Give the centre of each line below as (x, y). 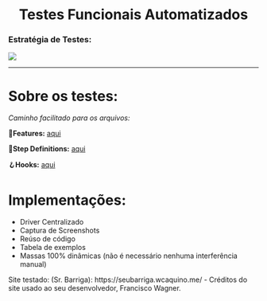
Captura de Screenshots (60, 231)
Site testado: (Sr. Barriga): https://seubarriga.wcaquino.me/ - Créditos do (128, 279)
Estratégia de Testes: (50, 40)
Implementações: (68, 200)
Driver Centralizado (52, 222)
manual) (33, 264)
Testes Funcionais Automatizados (133, 15)
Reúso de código (47, 239)
